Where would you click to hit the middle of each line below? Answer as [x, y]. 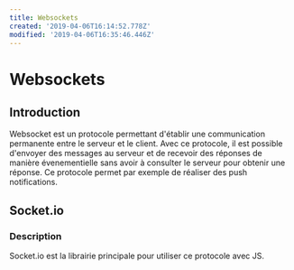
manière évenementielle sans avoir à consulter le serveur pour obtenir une [147, 163]
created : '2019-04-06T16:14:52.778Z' [80, 26]
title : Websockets [44, 18]
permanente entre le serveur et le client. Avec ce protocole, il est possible [146, 144]
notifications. [34, 182]
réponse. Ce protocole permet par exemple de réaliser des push [129, 172]
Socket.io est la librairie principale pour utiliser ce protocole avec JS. [137, 256]
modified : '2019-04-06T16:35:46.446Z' [82, 34]
